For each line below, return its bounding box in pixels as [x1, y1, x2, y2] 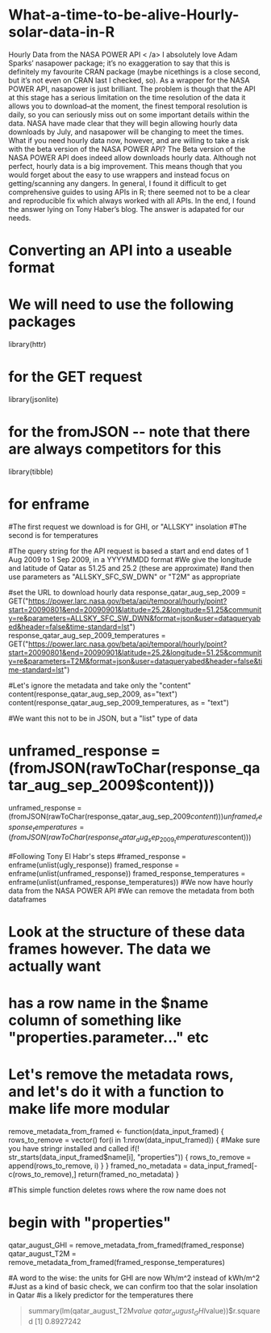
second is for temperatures [8, 530, 99, 540]
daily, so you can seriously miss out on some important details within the [8, 109, 250, 119]
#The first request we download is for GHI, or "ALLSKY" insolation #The [8, 522, 248, 531]
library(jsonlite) [8, 395, 59, 404]
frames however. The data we [8, 940, 211, 958]
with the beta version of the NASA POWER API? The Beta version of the [8, 144, 246, 154]
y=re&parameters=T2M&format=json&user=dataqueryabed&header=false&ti [8, 656, 263, 666]
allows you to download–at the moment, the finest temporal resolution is [8, 101, 248, 111]
